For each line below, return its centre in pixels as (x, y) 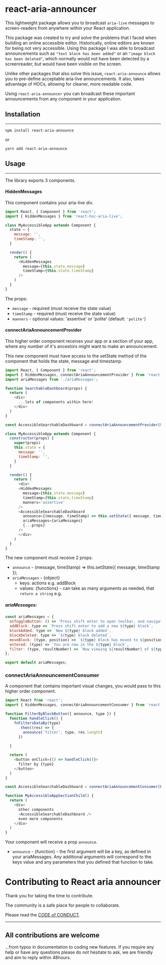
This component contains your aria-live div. (49, 202)
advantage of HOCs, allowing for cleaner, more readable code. (69, 84)
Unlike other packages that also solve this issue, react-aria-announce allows (83, 73)
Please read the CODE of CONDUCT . (43, 915)
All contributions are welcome (52, 935)
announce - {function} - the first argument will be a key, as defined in (82, 852)
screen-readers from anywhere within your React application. (68, 28)
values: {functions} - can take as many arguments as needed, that (87, 588)
